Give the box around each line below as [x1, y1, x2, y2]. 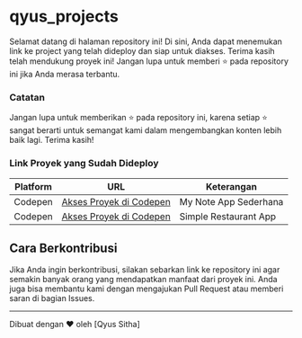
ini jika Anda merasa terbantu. [9, 68, 120, 79]
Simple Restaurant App [179, 209, 277, 222]
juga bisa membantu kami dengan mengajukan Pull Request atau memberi [9, 283, 284, 294]
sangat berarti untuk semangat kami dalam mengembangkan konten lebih [9, 125, 282, 136]
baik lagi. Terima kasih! [9, 135, 94, 146]
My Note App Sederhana [179, 195, 284, 208]
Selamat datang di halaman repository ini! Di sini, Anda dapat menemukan [9, 36, 283, 47]
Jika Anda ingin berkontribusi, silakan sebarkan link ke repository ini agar [9, 264, 280, 275]
